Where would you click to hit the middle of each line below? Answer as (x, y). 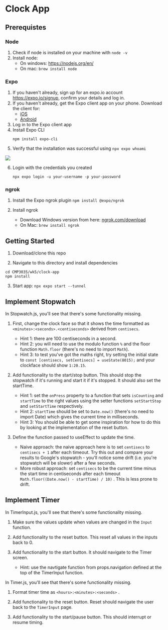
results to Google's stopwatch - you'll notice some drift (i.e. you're (88, 458)
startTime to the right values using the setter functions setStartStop (91, 401)
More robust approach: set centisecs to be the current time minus (88, 469)
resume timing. (28, 622)
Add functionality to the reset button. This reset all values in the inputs (85, 537)
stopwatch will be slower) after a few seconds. (68, 463)
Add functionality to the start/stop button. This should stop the (77, 375)
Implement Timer (33, 500)
